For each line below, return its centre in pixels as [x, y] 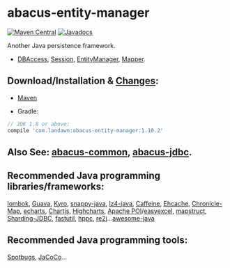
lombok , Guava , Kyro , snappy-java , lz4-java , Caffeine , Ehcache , [99, 203]
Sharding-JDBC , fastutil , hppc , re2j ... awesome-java [81, 218]
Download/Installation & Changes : [83, 81]
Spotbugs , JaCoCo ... [37, 257]
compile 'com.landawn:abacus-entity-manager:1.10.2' [85, 130]
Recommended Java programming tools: [98, 241]
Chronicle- [207, 203]
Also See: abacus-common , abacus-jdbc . [100, 152]
